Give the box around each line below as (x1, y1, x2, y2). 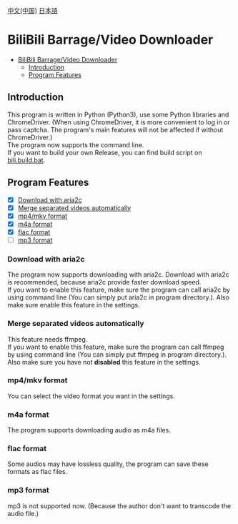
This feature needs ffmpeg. (7, 335, 88, 343)
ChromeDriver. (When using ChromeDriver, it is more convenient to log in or (7, 117, 230, 127)
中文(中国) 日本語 (7, 6, 59, 14)
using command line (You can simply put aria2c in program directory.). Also (7, 293, 230, 302)
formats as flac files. (7, 468, 68, 476)
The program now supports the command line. (7, 140, 144, 149)
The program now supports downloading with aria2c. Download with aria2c (7, 270, 230, 279)
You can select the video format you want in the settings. (7, 392, 175, 400)
